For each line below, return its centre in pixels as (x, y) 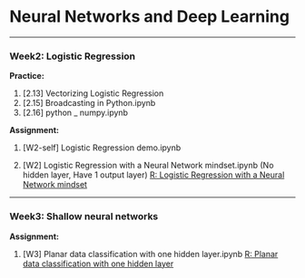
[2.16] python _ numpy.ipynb (75, 113)
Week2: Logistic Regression (73, 56)
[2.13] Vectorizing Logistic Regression (93, 93)
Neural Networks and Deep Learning (150, 17)
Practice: (27, 76)
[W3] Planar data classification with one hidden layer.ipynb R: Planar (150, 254)
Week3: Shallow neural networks (84, 216)
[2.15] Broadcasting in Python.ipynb (89, 103)
